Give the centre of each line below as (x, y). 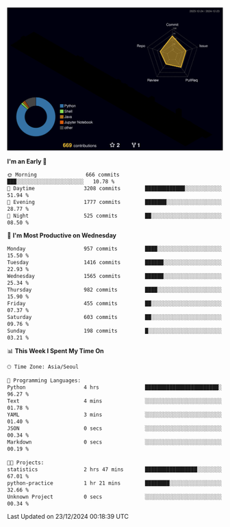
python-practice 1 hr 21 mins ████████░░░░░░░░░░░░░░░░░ (115, 483)
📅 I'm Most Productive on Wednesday (62, 235)
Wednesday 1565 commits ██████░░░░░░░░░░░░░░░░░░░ (115, 277)
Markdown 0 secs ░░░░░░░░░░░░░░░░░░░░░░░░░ (115, 442)
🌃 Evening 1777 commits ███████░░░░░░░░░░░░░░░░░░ (115, 203)
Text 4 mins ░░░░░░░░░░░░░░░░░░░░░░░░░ (115, 401)
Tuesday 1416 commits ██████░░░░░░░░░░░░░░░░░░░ (115, 263)
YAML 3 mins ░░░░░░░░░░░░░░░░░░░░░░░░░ (115, 415)
